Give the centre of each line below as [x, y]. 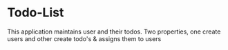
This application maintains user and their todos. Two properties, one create [114, 32]
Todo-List [36, 13]
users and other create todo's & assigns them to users [84, 38]
